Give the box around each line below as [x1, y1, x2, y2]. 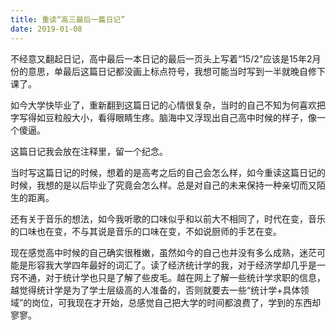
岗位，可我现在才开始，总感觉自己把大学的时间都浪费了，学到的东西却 [31, 296, 322, 308]
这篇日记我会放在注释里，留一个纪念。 [10, 145, 168, 157]
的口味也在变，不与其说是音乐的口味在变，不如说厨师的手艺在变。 [10, 225, 282, 237]
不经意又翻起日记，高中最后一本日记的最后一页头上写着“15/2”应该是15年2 [10, 52, 313, 65]
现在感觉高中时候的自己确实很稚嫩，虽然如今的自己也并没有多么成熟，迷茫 [10, 246, 317, 258]
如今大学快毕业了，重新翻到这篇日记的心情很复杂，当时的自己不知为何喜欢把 [10, 99, 326, 111]
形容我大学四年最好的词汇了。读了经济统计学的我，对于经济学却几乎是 [27, 259, 317, 271]
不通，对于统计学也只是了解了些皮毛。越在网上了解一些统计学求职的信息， [18, 271, 326, 283]
